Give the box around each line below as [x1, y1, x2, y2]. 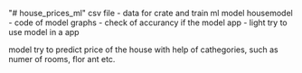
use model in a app [8, 27, 80, 37]
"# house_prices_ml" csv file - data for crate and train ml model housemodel [8, 8, 293, 18]
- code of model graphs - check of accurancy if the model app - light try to [8, 17, 288, 28]
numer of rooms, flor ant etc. [8, 54, 116, 64]
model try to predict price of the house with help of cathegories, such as [8, 44, 278, 55]
